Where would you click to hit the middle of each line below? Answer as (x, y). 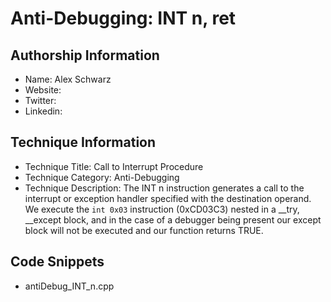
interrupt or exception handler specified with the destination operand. (168, 198)
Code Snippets (57, 262)
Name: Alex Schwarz (68, 79)
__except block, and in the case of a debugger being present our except (173, 219)
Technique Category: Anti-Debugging (102, 177)
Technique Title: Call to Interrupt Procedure (114, 166)
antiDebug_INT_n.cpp (69, 286)
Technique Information (83, 142)
